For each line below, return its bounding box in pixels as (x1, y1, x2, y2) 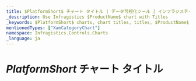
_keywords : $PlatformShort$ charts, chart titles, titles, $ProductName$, (6, 19, 192, 25)
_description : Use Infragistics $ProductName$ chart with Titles (6, 14, 168, 20)
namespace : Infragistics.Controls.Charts (6, 30, 108, 36)
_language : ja (6, 36, 41, 41)
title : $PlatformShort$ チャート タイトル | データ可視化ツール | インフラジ (6, 8, 180, 15)
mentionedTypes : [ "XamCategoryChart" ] (6, 24, 100, 31)
